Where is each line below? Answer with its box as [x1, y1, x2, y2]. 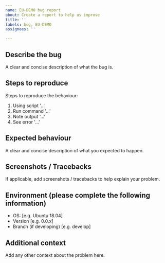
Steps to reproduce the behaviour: [5, 92, 78, 98]
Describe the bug [5, 50, 62, 59]
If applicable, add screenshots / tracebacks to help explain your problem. [5, 176, 160, 182]
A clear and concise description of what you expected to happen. [5, 147, 144, 153]
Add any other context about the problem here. [5, 252, 105, 258]
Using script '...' [12, 102, 46, 109]
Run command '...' [12, 108, 51, 114]
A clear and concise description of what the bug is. [5, 64, 114, 70]
